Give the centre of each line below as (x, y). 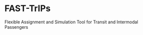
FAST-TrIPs (28, 9)
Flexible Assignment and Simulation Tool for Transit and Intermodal (71, 22)
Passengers (16, 27)
